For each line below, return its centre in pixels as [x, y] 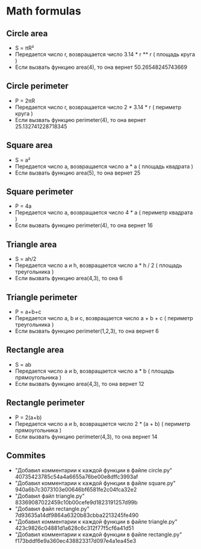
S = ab [23, 364]
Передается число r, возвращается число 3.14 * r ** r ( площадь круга [105, 54]
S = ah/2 [26, 259]
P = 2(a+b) [28, 417]
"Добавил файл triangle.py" [50, 496]
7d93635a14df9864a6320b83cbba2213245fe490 [77, 515]
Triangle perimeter [42, 297]
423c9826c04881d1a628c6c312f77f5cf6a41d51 [74, 528]
